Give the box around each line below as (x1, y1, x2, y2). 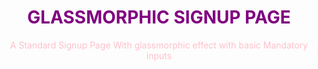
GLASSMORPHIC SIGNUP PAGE (27, 6, 291, 29)
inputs (145, 49, 173, 61)
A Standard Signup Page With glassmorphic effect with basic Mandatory (9, 39, 309, 51)
